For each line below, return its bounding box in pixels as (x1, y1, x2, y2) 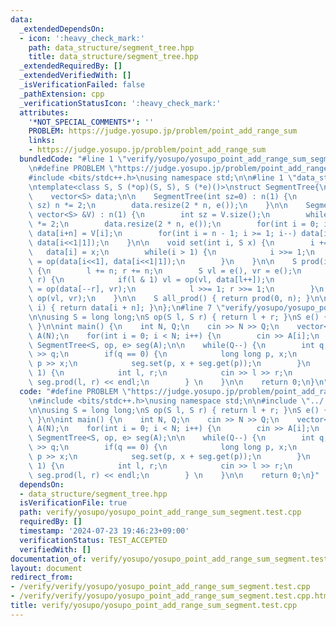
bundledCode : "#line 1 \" (19, 154, 128, 164)
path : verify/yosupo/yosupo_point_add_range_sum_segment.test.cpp (19, 507, 302, 518)
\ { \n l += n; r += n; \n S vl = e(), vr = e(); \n (28, 266, 302, 276)
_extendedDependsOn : (19, 24, 105, 34)
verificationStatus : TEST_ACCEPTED (19, 535, 168, 545)
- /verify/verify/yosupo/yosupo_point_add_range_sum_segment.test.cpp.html (10, 591, 333, 601)
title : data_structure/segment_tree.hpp (28, 52, 199, 62)
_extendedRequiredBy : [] (19, 61, 123, 71)
